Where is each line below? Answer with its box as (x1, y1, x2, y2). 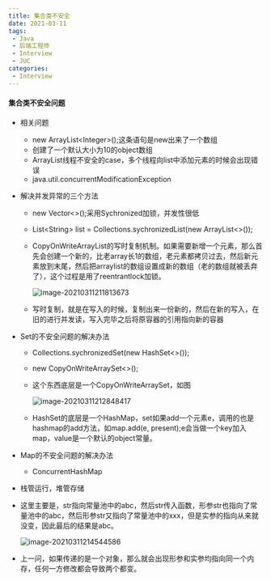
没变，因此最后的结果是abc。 (19, 520, 119, 530)
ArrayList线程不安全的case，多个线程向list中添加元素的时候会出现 (32, 155, 252, 164)
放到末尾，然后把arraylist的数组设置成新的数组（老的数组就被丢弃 (39, 261, 258, 271)
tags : (8, 27, 27, 35)
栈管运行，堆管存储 (19, 483, 85, 493)
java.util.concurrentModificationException (32, 174, 171, 184)
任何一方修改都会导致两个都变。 (34, 563, 142, 573)
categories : (8, 65, 49, 73)
